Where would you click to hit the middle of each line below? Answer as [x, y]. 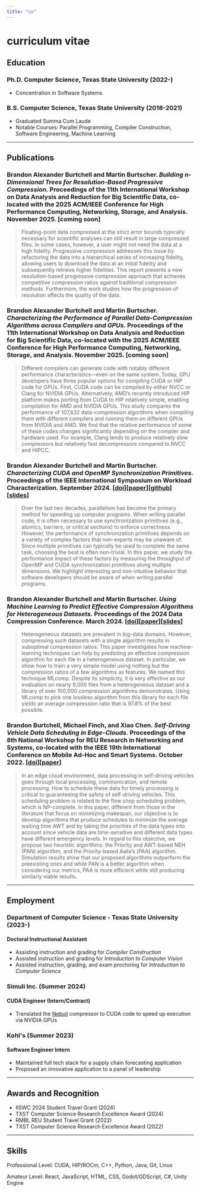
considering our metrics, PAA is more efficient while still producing [103, 870]
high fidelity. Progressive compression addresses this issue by [98, 251]
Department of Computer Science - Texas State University [93, 917]
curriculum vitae [48, 41]
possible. [32, 710]
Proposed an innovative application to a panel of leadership [88, 1069]
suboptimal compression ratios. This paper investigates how [95, 647]
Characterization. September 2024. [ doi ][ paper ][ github [88, 487]
